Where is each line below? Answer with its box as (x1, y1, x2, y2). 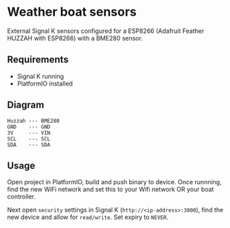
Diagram (7, 99, 45, 111)
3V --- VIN (7, 129, 51, 136)
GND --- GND (7, 123, 51, 130)
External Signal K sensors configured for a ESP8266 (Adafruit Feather (7, 27, 205, 35)
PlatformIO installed (16, 79, 73, 88)
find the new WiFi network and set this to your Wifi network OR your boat (7, 186, 214, 194)
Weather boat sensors (7, 4, 137, 20)
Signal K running (16, 72, 64, 80)
